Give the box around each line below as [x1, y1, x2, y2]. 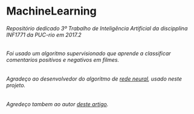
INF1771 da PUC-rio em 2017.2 [6, 31, 82, 38]
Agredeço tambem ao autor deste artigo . [6, 100, 109, 107]
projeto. [6, 82, 26, 89]
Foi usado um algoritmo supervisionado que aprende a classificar [6, 50, 171, 57]
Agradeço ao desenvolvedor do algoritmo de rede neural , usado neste [6, 75, 183, 82]
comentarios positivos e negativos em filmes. [6, 56, 120, 64]
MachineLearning [6, 4, 97, 18]
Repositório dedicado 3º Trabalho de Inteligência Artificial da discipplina [6, 24, 188, 32]
